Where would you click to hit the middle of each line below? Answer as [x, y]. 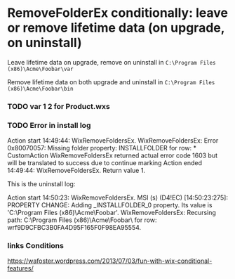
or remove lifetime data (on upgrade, [116, 28]
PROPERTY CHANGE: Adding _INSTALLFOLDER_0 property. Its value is [110, 205]
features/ [20, 268]
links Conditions [36, 246]
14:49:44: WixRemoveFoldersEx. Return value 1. [76, 171]
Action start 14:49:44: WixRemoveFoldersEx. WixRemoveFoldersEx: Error [113, 141]
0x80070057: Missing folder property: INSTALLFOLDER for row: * [102, 148]
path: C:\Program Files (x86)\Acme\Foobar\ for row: [82, 220]
